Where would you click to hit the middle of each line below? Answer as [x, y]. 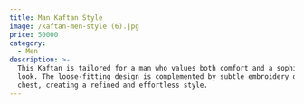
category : [28, 43]
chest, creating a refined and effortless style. [113, 85]
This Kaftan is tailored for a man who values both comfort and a [145, 69]
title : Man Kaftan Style [56, 18]
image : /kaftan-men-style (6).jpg [75, 26]
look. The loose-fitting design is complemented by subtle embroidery [153, 77]
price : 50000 [34, 34]
